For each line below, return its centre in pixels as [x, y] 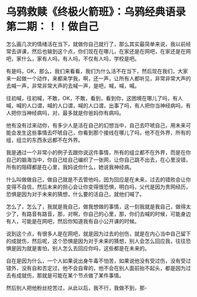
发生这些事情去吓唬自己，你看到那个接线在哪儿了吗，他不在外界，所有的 [103, 132]
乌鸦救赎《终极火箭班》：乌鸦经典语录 [96, 12]
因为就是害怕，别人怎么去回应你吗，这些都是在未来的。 [83, 248]
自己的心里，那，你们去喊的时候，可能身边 [139, 214]
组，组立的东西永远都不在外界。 [45, 140]
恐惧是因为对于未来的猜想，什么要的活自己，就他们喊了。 [75, 194]
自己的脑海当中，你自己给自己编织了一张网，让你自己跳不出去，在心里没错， [98, 159]
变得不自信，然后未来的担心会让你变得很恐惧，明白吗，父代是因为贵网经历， [98, 187]
